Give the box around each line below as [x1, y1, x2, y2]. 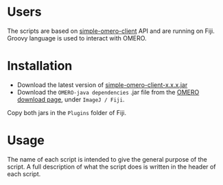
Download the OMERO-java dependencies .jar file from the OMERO [16, 88, 200, 96]
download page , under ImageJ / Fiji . [16, 95, 125, 103]
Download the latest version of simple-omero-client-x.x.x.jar [16, 80, 188, 89]
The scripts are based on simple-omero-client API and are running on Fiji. [7, 27, 215, 35]
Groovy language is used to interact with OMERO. [7, 34, 147, 42]
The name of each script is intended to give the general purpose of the [7, 155, 207, 163]
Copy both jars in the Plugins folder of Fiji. [7, 108, 127, 116]
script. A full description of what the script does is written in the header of [7, 162, 216, 171]
